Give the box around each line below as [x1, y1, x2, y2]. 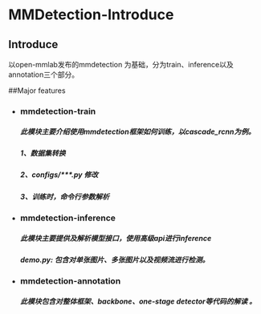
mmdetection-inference [19, 212, 116, 223]
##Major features [8, 86, 66, 95]
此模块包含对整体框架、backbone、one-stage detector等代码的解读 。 [19, 296, 257, 306]
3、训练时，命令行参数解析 [19, 191, 110, 201]
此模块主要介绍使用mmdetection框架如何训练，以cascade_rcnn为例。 [19, 127, 255, 136]
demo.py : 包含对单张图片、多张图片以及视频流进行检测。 [19, 255, 210, 264]
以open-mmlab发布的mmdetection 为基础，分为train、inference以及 [8, 60, 234, 69]
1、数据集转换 [19, 148, 66, 158]
